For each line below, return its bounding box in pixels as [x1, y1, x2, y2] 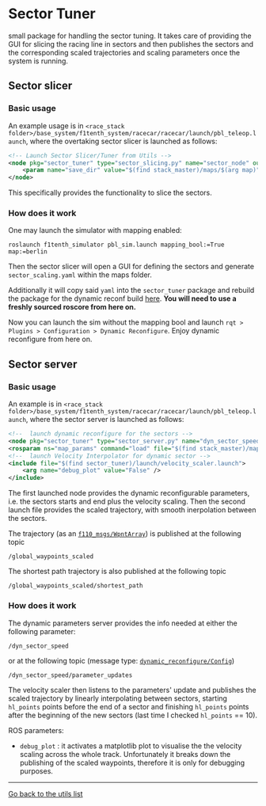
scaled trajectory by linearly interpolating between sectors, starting [8, 694, 228, 703]
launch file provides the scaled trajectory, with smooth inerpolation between [8, 505, 256, 515]
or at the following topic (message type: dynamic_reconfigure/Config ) [8, 656, 235, 665]
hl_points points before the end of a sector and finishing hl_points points [8, 701, 249, 711]
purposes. [19, 766, 54, 776]
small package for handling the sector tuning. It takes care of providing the [8, 31, 252, 40]
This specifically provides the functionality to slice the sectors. [8, 188, 212, 198]
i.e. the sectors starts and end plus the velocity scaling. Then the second [8, 496, 245, 507]
